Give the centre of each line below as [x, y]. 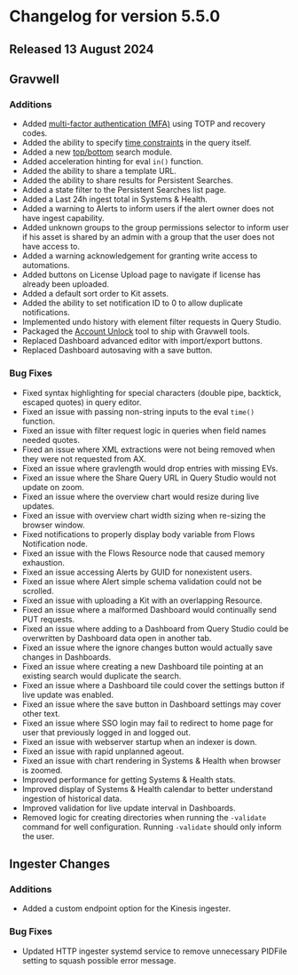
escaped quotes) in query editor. [82, 402]
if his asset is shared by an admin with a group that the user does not [148, 237]
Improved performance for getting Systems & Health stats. [129, 780]
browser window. [54, 525]
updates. [38, 506]
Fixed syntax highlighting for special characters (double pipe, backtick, [152, 392]
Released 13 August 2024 [82, 49]
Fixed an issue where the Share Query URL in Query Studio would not [149, 478]
